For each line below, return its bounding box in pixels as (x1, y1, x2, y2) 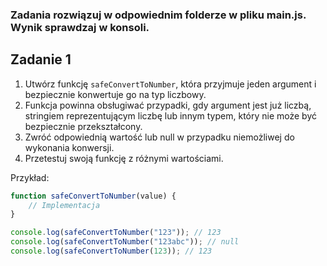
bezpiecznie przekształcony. (24, 120, 143, 132)
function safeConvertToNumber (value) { (10, 191, 177, 201)
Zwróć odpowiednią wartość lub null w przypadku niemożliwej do (24, 131, 295, 143)
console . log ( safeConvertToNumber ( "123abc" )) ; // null (10, 237, 240, 247)
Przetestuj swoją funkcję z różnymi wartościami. (24, 152, 224, 164)
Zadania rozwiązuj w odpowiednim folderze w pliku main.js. (10, 8, 307, 22)
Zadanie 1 (10, 51, 72, 68)
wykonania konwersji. (24, 141, 115, 153)
